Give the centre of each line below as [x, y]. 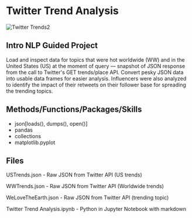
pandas [24, 130]
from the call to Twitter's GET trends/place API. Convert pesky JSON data [95, 72]
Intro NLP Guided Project [52, 46]
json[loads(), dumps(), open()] [51, 123]
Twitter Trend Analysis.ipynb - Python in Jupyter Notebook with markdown [96, 209]
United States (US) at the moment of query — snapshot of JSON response [96, 66]
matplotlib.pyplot [35, 142]
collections [28, 136]
